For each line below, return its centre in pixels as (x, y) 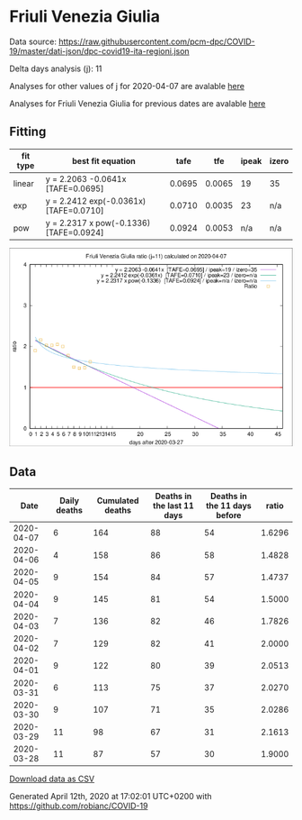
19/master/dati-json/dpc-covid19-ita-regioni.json (100, 50)
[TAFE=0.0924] (75, 232)
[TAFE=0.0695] (75, 188)
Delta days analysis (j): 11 (56, 68)
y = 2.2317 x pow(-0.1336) (98, 223)
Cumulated (118, 501)
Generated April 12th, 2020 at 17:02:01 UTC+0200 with (111, 796)
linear (23, 183)
